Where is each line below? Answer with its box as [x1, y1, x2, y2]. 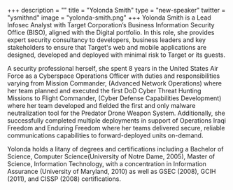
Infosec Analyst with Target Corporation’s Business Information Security [7, 21, 215, 29]
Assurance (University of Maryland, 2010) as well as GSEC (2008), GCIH [7, 168, 216, 175]
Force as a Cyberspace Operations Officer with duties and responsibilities [7, 72, 220, 80]
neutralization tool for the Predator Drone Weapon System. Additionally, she [7, 109, 225, 117]
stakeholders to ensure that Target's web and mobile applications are [7, 43, 207, 51]
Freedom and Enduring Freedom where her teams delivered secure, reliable [7, 124, 225, 132]
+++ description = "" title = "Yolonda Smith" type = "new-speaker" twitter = [7, 6, 226, 14]
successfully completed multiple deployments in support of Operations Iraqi [7, 116, 226, 125]
